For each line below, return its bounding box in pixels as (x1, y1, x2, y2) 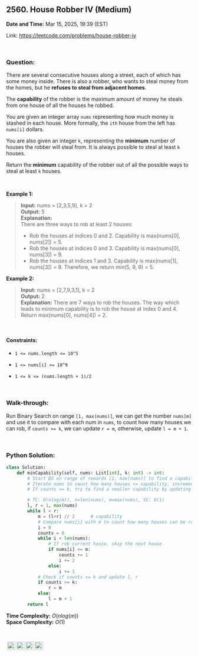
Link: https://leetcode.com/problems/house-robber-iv (6, 32, 137, 39)
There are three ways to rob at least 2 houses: (20, 221, 133, 228)
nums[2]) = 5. (29, 239, 63, 246)
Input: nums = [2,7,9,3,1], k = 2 (20, 287, 95, 294)
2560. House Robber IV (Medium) (6, 5, 132, 15)
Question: (6, 58, 35, 66)
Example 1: (6, 190, 34, 197)
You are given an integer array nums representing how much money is (6, 113, 174, 121)
